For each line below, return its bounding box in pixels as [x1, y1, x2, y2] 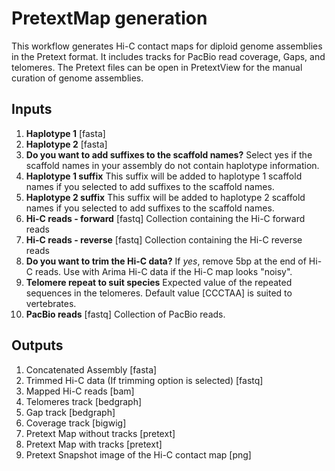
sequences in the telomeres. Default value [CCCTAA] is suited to [25, 287, 293, 299]
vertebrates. [25, 297, 77, 309]
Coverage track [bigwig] [25, 417, 127, 429]
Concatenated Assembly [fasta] [25, 363, 158, 376]
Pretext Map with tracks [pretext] [25, 438, 163, 450]
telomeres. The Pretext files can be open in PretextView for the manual [11, 61, 303, 73]
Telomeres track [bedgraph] [25, 395, 143, 407]
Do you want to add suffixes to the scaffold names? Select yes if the [25, 148, 313, 161]
